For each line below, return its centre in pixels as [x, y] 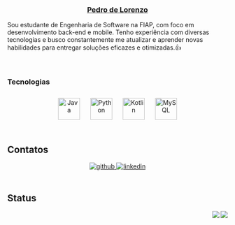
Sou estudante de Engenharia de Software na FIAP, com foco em [101, 25]
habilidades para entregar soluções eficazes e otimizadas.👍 [94, 48]
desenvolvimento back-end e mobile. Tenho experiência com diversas [108, 32]
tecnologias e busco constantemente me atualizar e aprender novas [105, 40]
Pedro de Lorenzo [117, 10]
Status [22, 198]
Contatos [28, 149]
